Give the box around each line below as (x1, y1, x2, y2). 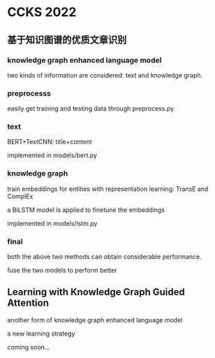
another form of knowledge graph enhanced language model (7, 315, 183, 324)
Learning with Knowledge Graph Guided (7, 286, 185, 298)
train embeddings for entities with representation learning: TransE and (7, 185, 209, 193)
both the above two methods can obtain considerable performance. (7, 252, 202, 261)
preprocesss (7, 88, 51, 98)
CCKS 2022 (7, 4, 77, 20)
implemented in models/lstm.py (7, 219, 98, 227)
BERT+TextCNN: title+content (7, 138, 92, 146)
